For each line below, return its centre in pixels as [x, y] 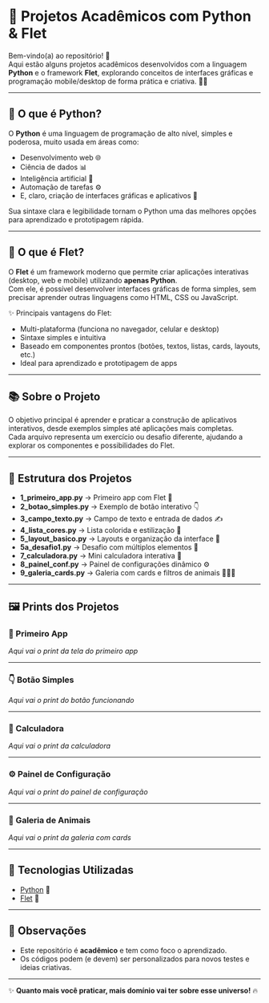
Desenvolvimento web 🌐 [60, 157]
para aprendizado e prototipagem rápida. [76, 219]
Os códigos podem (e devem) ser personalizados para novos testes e [134, 959]
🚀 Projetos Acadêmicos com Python [130, 16]
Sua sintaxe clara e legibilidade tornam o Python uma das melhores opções [132, 211]
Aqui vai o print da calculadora [59, 746]
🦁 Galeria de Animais [49, 820]
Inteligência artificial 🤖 [56, 178]
